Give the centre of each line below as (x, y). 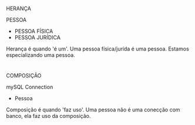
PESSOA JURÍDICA (37, 37)
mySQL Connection (30, 87)
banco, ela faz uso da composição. (48, 116)
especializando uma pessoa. (41, 55)
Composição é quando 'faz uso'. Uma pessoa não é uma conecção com (93, 110)
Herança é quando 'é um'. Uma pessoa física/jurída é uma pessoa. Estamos (97, 49)
